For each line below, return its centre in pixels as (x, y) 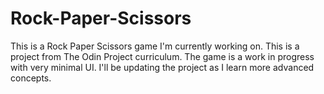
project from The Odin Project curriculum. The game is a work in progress (162, 56)
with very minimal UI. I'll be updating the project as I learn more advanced (162, 67)
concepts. (31, 78)
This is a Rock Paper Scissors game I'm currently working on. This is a (155, 46)
